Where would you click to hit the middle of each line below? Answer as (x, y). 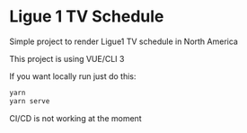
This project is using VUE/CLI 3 (67, 58)
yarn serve (30, 101)
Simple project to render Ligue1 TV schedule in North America (123, 41)
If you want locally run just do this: (73, 76)
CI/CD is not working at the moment (75, 118)
